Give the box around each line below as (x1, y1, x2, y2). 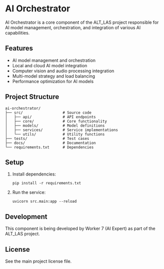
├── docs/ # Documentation (5, 140, 96, 145)
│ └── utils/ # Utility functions (5, 132, 105, 136)
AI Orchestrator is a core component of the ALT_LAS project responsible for (5, 19, 159, 25)
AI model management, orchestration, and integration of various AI (5, 24, 141, 30)
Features (5, 44, 33, 52)
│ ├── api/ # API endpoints (5, 114, 96, 119)
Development (5, 212, 48, 221)
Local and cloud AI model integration (12, 62, 87, 68)
